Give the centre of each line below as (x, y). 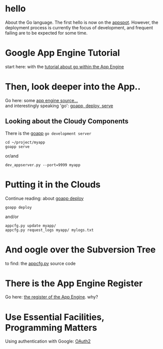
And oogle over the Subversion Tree (81, 250)
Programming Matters (51, 327)
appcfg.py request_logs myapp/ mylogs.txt (49, 230)
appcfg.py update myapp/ (31, 226)
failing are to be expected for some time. (46, 33)
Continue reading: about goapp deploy (44, 198)
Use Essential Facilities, (55, 317)
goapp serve (17, 147)
